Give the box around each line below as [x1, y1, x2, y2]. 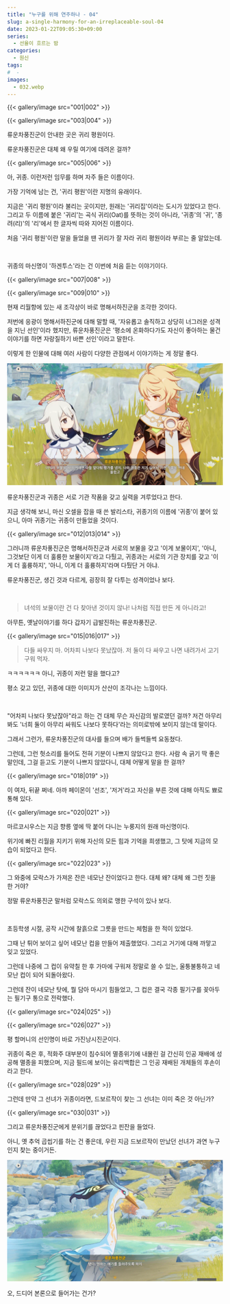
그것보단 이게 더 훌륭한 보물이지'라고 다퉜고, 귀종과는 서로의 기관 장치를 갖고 [7, 552, 210, 561]
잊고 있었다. [7, 947, 39, 955]
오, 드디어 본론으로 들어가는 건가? [7, 1289, 97, 1297]
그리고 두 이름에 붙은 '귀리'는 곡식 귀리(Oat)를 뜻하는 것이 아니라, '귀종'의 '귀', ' [7, 211, 218, 219]
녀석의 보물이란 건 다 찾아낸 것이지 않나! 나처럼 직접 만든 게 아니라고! [23, 603, 207, 612]
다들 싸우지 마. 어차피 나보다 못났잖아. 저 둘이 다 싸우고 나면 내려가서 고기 [23, 646, 219, 654]
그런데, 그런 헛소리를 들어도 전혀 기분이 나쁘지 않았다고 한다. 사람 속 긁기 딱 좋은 [7, 749, 220, 758]
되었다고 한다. [19, 845, 57, 854]
